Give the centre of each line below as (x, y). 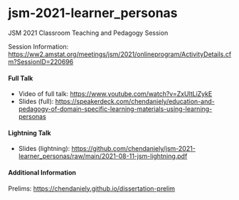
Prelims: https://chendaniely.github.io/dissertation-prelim (92, 188)
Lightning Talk (30, 132)
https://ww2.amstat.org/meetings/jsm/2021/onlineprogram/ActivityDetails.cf (120, 54)
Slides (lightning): (44, 149)
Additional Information (42, 172)
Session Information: (38, 46)
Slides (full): (36, 102)
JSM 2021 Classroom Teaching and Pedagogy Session (88, 33)
